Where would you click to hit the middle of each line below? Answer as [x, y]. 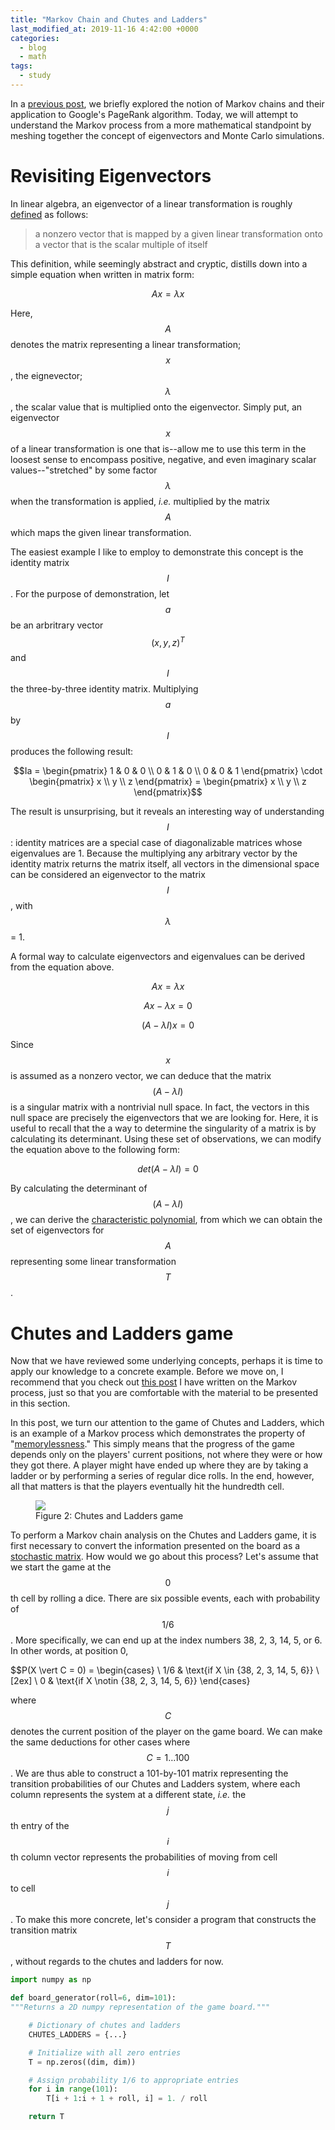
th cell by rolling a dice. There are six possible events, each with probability [165, 1598]
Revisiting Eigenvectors [111, 176]
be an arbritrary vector [57, 625]
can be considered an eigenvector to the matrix [108, 875]
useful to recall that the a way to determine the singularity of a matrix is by [163, 1128]
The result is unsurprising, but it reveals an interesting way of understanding [167, 812]
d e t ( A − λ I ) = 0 [168, 1169]
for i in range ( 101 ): [73, 2089]
